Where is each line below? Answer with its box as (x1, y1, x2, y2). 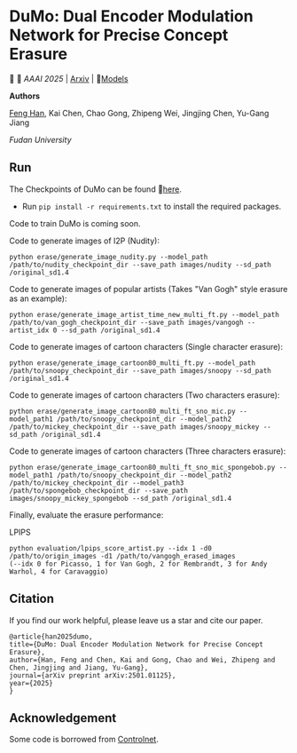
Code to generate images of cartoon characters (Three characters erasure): (9, 446, 286, 456)
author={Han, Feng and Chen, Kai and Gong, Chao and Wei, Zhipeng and (9, 655, 276, 664)
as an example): (9, 293, 67, 304)
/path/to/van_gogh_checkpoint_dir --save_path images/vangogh (9, 318, 244, 327)
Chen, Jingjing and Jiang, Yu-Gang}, (9, 663, 149, 672)
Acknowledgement (9, 710, 117, 725)
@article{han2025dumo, (9, 632, 93, 641)
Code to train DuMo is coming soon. (9, 218, 141, 228)
